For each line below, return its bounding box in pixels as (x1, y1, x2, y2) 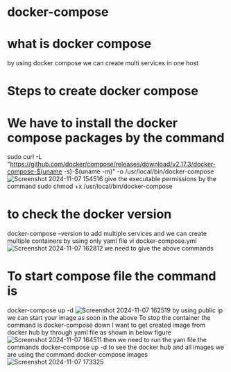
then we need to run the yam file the (103, 336, 207, 344)
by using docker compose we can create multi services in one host (7, 59, 199, 67)
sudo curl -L (7, 153, 43, 161)
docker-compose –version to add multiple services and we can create (7, 230, 207, 238)
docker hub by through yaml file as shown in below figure (7, 328, 172, 337)
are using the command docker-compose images (7, 350, 148, 359)
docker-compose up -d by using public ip (7, 306, 223, 314)
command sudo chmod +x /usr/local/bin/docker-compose (7, 182, 173, 191)
